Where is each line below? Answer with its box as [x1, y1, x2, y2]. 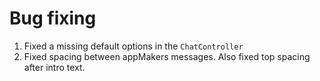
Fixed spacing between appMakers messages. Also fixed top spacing [23, 50, 311, 62]
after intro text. [23, 61, 86, 73]
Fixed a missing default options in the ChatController [23, 40, 244, 52]
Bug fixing [9, 7, 97, 30]
